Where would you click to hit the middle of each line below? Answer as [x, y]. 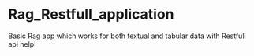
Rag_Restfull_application [91, 14]
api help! [22, 44]
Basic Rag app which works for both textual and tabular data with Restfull [127, 36]
